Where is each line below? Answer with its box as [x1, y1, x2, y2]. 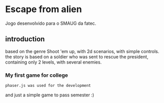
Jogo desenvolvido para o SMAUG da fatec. [5, 20, 97, 26]
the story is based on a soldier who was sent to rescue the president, [5, 54, 148, 60]
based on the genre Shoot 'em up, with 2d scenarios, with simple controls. [5, 48, 159, 54]
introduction [5, 35, 45, 43]
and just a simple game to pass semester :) [5, 92, 95, 98]
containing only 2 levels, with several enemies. [5, 59, 102, 65]
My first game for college [5, 72, 68, 79]
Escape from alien [5, 4, 82, 15]
